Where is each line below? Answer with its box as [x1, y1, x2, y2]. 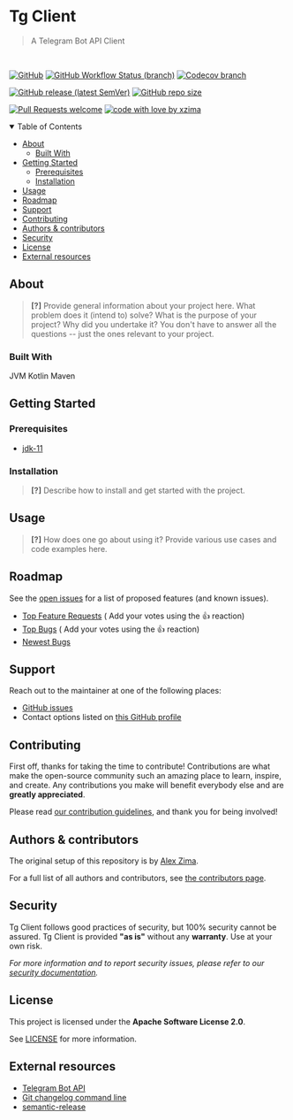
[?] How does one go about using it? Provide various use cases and [30, 533, 277, 545]
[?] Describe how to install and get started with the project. [30, 485, 245, 496]
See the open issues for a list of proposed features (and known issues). [9, 593, 269, 603]
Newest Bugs [21, 636, 71, 647]
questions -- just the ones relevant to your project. [30, 328, 214, 339]
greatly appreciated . [9, 789, 86, 800]
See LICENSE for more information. [9, 1033, 137, 1044]
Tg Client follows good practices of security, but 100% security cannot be [9, 922, 277, 932]
